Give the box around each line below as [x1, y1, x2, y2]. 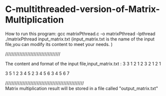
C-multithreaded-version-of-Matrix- [5, 3, 160, 15]
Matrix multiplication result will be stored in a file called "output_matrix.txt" [5, 85, 159, 91]
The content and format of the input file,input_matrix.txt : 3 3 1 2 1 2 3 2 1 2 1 [5, 60, 161, 66]
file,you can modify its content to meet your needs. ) [5, 41, 113, 47]
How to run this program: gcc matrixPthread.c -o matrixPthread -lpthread [5, 30, 156, 36]
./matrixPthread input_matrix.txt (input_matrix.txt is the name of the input [5, 36, 155, 42]
